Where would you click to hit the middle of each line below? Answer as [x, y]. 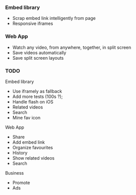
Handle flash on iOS [33, 101]
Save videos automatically [39, 52]
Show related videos [33, 158]
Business [14, 173]
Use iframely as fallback [37, 91]
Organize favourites [33, 147]
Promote [21, 183]
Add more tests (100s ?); [38, 97]
